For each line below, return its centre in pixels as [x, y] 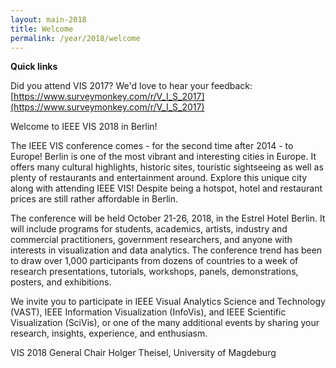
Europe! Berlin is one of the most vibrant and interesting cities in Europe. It [163, 157]
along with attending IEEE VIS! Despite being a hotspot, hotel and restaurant [166, 188]
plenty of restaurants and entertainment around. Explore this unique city [159, 178]
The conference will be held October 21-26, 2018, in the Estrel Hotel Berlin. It [168, 218]
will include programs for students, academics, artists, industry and [149, 229]
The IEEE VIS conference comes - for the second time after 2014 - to [152, 146]
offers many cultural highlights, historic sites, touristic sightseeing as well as [167, 167]
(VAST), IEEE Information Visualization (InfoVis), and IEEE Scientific [148, 312]
